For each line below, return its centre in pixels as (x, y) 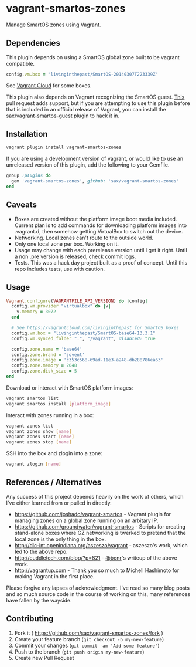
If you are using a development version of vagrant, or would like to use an (94, 159)
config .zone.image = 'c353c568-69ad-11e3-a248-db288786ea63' (87, 360)
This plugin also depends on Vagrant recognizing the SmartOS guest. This (95, 97)
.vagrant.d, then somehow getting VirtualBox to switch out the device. (99, 231)
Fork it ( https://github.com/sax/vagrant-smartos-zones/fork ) (89, 633)
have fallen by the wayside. (39, 600)
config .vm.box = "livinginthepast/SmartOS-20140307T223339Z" (82, 74)
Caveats (21, 205)
